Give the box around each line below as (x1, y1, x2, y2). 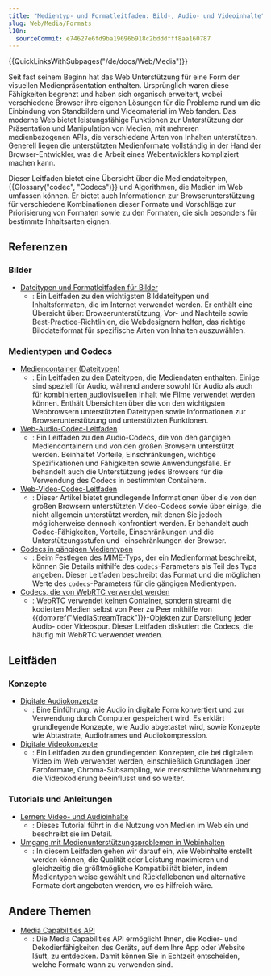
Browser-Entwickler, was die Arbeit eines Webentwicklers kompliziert (8, 149, 240, 159)
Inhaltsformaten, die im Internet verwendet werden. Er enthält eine (31, 300, 252, 309)
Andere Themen (8, 904, 92, 918)
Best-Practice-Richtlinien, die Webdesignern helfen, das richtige (31, 317, 246, 326)
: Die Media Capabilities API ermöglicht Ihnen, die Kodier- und (31, 934, 238, 944)
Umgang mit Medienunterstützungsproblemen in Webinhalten (19, 838, 226, 848)
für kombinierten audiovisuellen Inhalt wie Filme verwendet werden (31, 389, 256, 400)
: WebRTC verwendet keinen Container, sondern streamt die (31, 595, 232, 606)
